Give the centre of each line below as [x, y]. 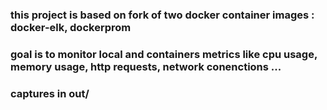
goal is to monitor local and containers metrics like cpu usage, [164, 54]
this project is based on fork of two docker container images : [162, 15]
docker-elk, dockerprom [71, 27]
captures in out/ [50, 93]
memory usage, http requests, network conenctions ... [146, 66]
